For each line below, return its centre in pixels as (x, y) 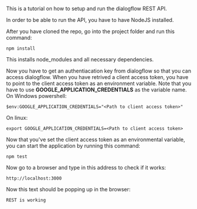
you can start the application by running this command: (73, 146)
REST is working (26, 200)
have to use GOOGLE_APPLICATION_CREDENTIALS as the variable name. (96, 90)
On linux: (17, 118)
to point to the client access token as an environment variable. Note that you (99, 83)
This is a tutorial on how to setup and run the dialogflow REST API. (86, 9)
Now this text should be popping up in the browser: (68, 189)
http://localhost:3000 (34, 178)
